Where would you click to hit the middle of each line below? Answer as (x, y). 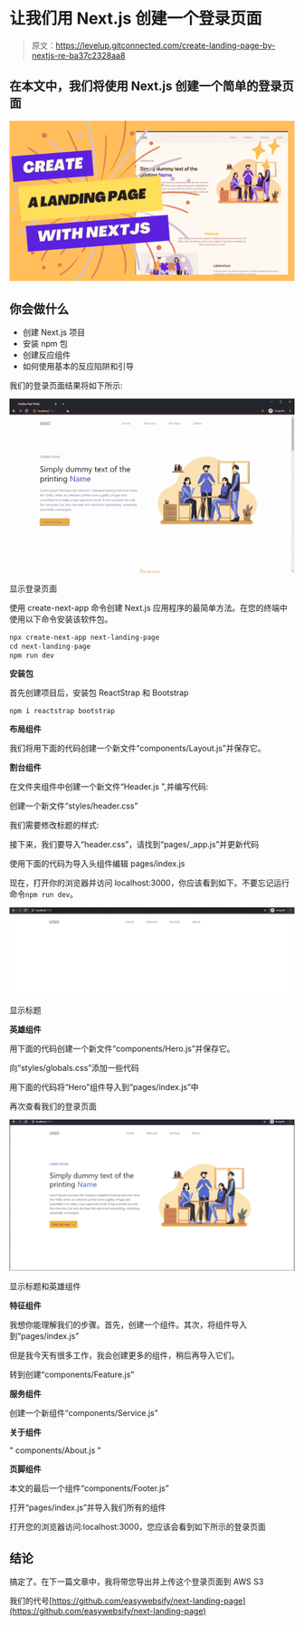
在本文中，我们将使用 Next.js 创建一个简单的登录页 (152, 86)
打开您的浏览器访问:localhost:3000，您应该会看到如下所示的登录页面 (138, 1527)
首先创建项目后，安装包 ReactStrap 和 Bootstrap (99, 693)
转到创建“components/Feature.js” (72, 1375)
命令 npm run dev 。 (44, 894)
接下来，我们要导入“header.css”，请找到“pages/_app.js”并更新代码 (134, 845)
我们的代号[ (31, 1601)
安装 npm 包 (45, 344)
